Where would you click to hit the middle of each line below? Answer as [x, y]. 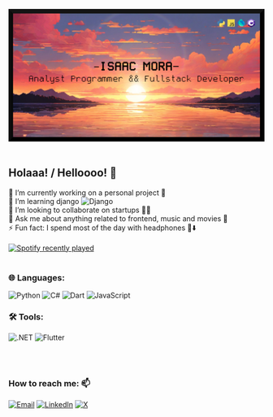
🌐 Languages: [37, 277]
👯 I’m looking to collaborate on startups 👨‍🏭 [80, 210]
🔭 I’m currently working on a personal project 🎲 [87, 193]
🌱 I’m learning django [44, 201]
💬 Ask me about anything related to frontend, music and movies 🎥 [118, 218]
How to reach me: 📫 [50, 384]
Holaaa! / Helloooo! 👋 [63, 173]
